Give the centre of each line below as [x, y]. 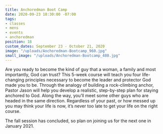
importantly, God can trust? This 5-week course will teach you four [73, 75]
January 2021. [20, 126]
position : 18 [19, 42]
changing [15, 80]
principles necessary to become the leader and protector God [88, 80]
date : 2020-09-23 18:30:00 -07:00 [41, 14]
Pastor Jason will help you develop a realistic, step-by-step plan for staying [82, 90]
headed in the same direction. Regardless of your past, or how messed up [80, 101]
